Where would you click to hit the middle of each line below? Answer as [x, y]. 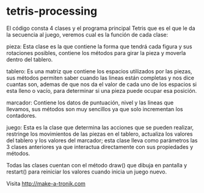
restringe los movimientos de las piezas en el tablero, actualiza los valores [100, 134]
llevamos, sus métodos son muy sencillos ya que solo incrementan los [95, 109]
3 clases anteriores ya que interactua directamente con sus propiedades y [100, 147]
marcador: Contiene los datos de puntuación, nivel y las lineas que [90, 103]
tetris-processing [52, 11]
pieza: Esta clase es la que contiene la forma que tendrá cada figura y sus [99, 46]
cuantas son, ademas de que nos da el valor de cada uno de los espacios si [102, 84]
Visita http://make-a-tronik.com [46, 183]
